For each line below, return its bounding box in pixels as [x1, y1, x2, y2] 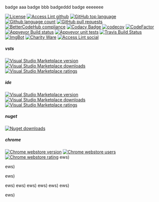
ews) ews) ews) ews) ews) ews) [5, 182, 70, 188]
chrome [5, 137, 21, 142]
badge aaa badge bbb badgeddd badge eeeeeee [5, 4, 104, 10]
